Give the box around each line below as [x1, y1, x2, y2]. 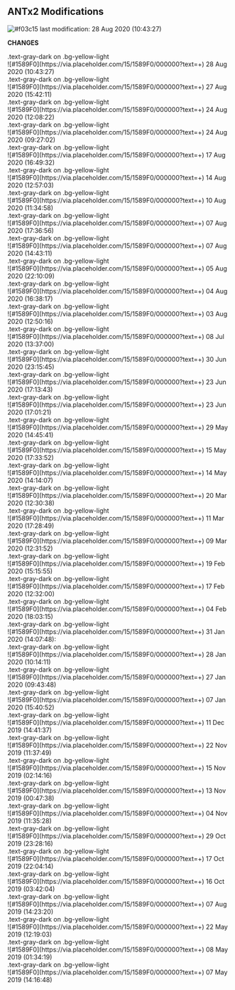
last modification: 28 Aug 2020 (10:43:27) [40, 24, 162, 33]
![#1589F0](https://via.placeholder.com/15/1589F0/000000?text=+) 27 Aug [7, 82, 227, 91]
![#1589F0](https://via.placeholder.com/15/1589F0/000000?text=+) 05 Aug [7, 264, 227, 273]
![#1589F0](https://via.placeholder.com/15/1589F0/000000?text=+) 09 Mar [7, 536, 227, 545]
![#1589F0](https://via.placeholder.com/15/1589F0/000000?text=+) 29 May [7, 423, 229, 432]
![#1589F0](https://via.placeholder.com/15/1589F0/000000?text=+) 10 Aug [7, 196, 226, 204]
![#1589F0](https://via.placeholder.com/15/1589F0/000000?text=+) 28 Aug [7, 60, 227, 68]
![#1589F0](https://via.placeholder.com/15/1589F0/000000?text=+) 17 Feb [7, 582, 225, 590]
